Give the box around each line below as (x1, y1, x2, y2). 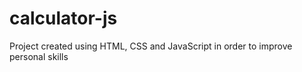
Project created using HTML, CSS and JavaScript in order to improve (9, 40, 293, 52)
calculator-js (9, 7, 118, 30)
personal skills (9, 50, 69, 62)
